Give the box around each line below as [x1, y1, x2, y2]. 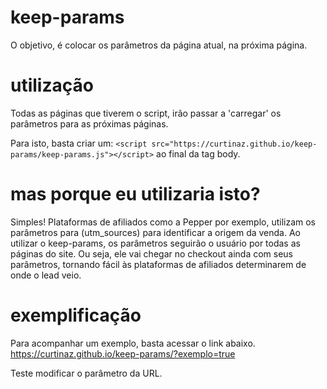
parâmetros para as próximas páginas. [10, 117, 169, 130]
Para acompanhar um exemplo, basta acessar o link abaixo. [10, 337, 256, 349]
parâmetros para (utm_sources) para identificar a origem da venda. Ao [10, 226, 301, 238]
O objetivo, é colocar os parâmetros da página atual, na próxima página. [10, 39, 308, 51]
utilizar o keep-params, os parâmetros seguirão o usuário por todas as [10, 237, 301, 249]
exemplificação [10, 304, 142, 326]
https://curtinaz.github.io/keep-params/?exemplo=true [10, 347, 236, 360]
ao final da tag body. [156, 147, 241, 160]
